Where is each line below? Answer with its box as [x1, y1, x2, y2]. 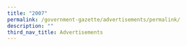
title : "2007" [7, 9, 48, 17]
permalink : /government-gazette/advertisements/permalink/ [7, 16, 181, 23]
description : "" [7, 22, 54, 29]
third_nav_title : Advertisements [7, 28, 104, 36]
